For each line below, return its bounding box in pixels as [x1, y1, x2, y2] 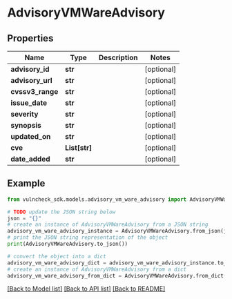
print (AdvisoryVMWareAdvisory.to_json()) [7, 240, 128, 248]
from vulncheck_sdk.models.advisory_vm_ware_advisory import [7, 195, 187, 203]
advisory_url [10, 76, 53, 85]
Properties [7, 32, 54, 44]
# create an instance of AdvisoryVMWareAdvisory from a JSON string [7, 221, 209, 229]
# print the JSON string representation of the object [7, 234, 168, 241]
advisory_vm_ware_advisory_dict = [7, 259, 107, 267]
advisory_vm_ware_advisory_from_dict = [7, 272, 122, 279]
